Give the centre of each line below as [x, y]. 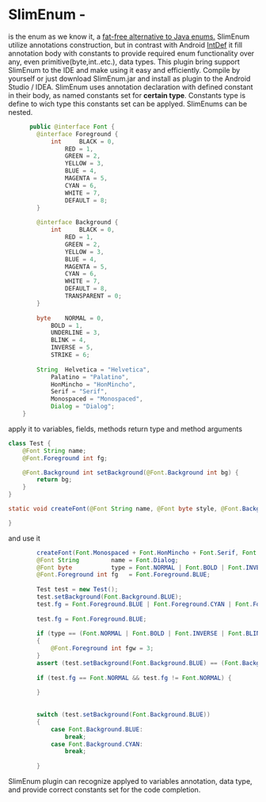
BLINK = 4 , [68, 340]
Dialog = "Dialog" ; [82, 407]
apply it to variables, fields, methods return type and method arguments [125, 428]
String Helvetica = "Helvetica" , [93, 370]
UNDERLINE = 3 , [76, 333]
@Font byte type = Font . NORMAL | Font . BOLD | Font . [141, 568]
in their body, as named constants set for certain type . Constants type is [127, 95]
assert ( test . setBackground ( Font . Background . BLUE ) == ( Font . [140, 663]
